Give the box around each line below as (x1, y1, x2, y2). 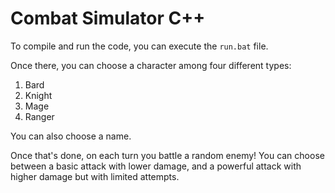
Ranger (24, 110, 55, 122)
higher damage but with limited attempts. (10, 170, 180, 182)
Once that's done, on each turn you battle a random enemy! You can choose (10, 149, 325, 161)
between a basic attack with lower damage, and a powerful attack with (10, 160, 302, 172)
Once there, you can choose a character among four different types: (10, 59, 292, 71)
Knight (24, 89, 53, 101)
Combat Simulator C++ (10, 7, 206, 30)
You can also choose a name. (10, 130, 132, 142)
